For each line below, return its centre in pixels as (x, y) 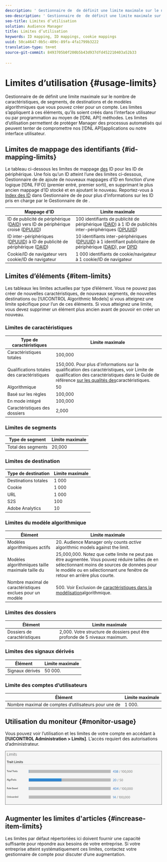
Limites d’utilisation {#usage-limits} (81, 83)
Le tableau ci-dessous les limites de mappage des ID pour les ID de (74, 169)
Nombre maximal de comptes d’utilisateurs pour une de (64, 704)
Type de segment (27, 439)
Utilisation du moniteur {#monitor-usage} (71, 722)
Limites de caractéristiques (39, 327)
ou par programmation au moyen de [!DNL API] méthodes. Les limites (76, 118)
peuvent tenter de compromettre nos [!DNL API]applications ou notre (76, 128)
